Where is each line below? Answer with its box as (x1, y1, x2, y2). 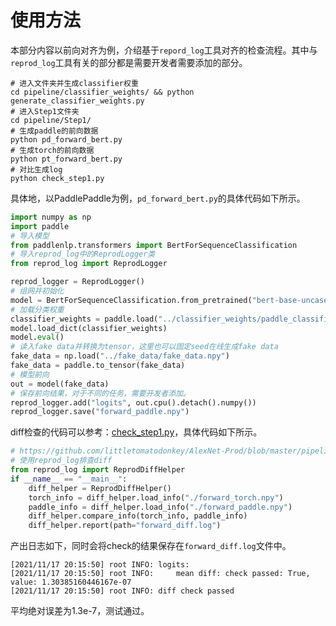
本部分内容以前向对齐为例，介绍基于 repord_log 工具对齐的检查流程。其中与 (10, 44, 318, 56)
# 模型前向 (10, 369, 50, 380)
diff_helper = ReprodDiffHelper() (28, 483, 172, 493)
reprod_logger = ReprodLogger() (10, 277, 145, 287)
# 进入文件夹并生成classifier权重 (10, 78, 139, 88)
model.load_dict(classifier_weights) (10, 323, 168, 333)
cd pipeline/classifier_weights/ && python (10, 87, 195, 97)
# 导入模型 (10, 231, 50, 241)
